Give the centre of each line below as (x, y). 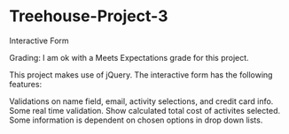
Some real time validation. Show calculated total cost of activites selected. (145, 110)
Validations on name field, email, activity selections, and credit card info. (141, 101)
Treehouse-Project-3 (89, 16)
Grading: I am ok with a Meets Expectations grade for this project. (129, 57)
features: (26, 84)
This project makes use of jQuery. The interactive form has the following (141, 74)
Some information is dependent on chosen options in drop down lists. (136, 120)
